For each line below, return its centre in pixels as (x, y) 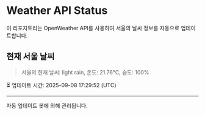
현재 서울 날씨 (31, 57)
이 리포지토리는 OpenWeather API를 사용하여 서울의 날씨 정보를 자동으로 (93, 28)
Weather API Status (57, 11)
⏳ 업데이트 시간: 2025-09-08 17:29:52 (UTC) (62, 85)
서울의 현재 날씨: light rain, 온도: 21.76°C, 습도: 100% (85, 72)
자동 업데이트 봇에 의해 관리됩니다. (47, 105)
